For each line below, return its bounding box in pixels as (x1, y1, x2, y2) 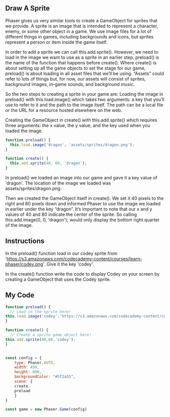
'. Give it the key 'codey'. (42, 261, 94, 267)
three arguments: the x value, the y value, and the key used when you (5, 122, 151, 128)
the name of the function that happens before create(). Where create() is (5, 59, 157, 65)
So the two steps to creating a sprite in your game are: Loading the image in (5, 91, 163, 97)
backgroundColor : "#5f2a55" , (14, 374, 76, 380)
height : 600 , (14, 369, 42, 374)
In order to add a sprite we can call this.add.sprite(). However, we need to (5, 49, 158, 55)
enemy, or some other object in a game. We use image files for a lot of (5, 28, 152, 34)
